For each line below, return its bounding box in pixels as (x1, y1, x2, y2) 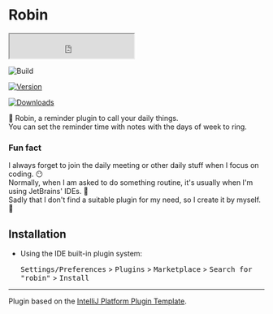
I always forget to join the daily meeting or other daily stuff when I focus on (8, 161, 259, 170)
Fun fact (8, 142, 42, 153)
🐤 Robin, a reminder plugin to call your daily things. (8, 113, 179, 123)
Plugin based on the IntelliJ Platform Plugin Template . (8, 296, 187, 306)
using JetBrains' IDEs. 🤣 (8, 187, 89, 196)
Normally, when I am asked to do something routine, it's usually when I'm (8, 178, 253, 187)
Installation (8, 227, 67, 241)
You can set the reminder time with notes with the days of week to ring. (8, 122, 248, 131)
